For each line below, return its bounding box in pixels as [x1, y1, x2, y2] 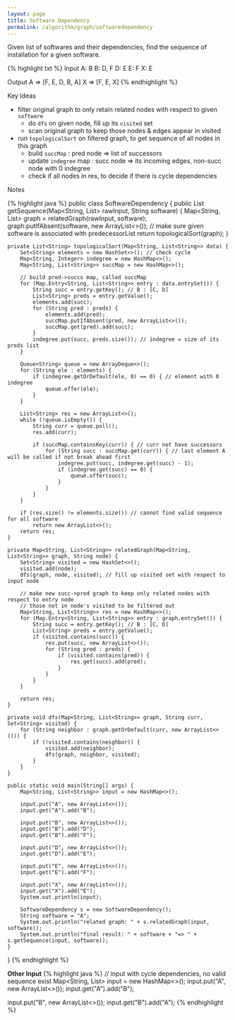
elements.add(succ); [32, 299, 93, 306]
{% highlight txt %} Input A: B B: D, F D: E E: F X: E [7, 64, 153, 73]
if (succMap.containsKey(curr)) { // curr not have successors [32, 441, 222, 448]
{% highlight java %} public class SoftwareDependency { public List [7, 199, 205, 208]
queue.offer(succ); [70, 472, 128, 480]
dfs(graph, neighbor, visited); [44, 752, 140, 759]
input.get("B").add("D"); [20, 826, 97, 833]
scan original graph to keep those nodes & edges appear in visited [28, 127, 221, 135]
